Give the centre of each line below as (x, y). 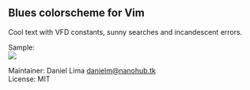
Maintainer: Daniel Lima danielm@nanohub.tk (82, 70)
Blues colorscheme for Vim (76, 13)
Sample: (22, 47)
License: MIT (29, 79)
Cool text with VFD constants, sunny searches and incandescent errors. (125, 32)
